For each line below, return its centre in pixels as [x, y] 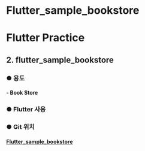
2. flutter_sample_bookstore [60, 60]
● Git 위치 [20, 127]
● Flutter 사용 [26, 110]
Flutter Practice [46, 38]
